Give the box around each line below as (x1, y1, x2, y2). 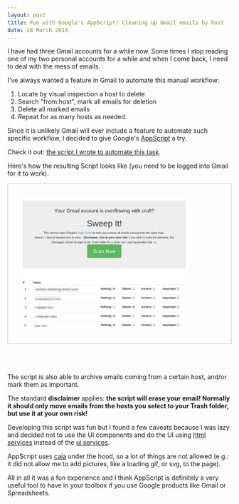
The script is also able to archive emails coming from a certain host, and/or (7, 372, 227, 381)
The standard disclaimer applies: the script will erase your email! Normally (7, 393, 230, 403)
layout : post (7, 11, 46, 19)
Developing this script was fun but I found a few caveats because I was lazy (7, 423, 230, 431)
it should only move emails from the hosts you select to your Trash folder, (7, 401, 229, 410)
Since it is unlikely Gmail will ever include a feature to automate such (7, 126, 208, 135)
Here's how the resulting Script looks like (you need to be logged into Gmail (7, 161, 229, 171)
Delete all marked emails (17, 105, 90, 114)
